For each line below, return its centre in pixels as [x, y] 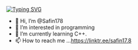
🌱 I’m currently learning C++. [51, 34]
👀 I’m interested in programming [55, 27]
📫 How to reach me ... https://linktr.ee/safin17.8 [73, 40]
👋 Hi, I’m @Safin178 [39, 21]
